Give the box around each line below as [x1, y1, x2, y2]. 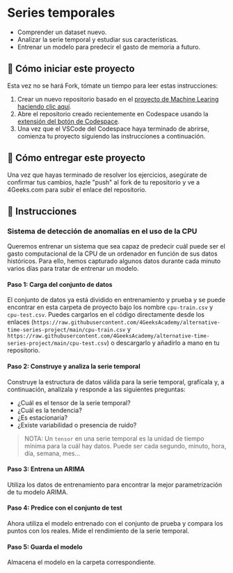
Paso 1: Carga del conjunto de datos [7, 280, 113, 288]
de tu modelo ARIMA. [7, 487, 68, 496]
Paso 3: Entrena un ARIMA [7, 465, 85, 473]
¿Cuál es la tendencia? [17, 406, 82, 414]
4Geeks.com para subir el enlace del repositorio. [7, 185, 147, 194]
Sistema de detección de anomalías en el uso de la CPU [7, 226, 198, 236]
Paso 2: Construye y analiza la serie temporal [7, 362, 140, 370]
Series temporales [7, 5, 115, 21]
